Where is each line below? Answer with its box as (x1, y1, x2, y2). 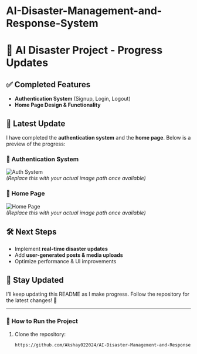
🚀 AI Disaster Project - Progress (6, 44, 163, 57)
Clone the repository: (14, 330, 66, 338)
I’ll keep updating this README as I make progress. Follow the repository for (6, 290, 190, 298)
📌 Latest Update (6, 118, 66, 128)
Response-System (6, 16, 98, 30)
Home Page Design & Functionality (14, 101, 101, 108)
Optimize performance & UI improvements (14, 258, 117, 265)
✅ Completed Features (6, 80, 91, 90)
